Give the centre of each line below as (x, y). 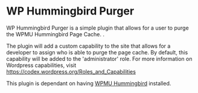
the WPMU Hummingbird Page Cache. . (55, 34)
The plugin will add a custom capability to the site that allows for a (88, 46)
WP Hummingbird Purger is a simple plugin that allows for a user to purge (97, 28)
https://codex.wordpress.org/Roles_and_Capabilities (71, 71)
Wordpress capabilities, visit (41, 65)
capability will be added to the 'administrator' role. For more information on (99, 59)
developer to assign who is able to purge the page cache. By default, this (97, 52)
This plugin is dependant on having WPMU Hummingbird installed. (89, 83)
